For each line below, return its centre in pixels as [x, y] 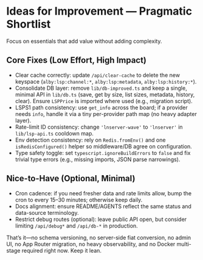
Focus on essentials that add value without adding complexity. [84, 41]
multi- [184, 244]
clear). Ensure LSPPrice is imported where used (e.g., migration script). [104, 101]
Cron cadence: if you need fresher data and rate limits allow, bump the [103, 193]
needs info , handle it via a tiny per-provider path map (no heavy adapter [106, 114]
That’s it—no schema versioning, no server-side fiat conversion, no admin [99, 237]
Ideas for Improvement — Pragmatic [99, 11]
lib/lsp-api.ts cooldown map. [54, 133]
